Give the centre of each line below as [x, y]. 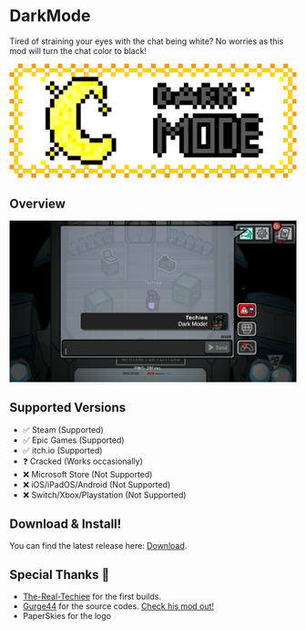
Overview [38, 203]
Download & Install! [66, 525]
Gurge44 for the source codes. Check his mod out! [118, 606]
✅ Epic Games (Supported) [73, 440]
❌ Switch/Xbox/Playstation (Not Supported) [104, 495]
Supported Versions [67, 408]
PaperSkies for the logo [67, 616]
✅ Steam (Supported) [63, 429]
